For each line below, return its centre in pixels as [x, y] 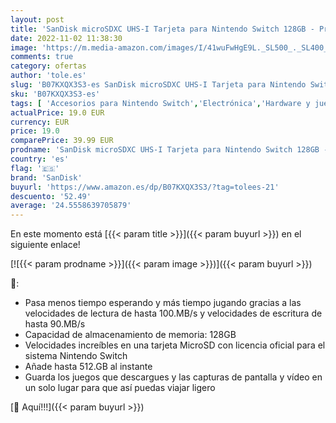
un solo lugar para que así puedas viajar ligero [120, 388]
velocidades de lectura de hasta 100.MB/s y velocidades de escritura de [173, 313]
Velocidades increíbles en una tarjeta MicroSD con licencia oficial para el [175, 345]
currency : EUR [40, 122]
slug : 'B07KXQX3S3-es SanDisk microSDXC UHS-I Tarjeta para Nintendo [158, 85]
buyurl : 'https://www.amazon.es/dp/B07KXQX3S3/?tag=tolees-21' [145, 187]
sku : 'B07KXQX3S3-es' [55, 94]
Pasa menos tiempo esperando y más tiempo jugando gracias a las [163, 303]
